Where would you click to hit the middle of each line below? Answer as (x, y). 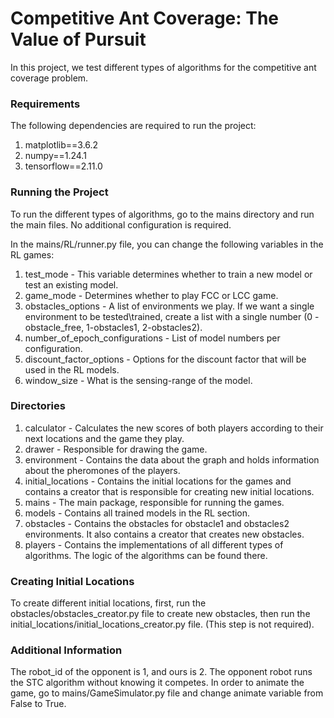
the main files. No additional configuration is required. (121, 224)
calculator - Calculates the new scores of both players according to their (174, 428)
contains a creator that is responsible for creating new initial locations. (169, 491)
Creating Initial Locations (72, 581)
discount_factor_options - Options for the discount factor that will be (165, 359)
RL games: (32, 254)
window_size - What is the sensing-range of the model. (138, 380)
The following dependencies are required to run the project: (133, 126)
